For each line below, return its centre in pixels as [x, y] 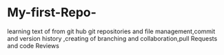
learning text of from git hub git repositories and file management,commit [111, 31]
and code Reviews [33, 45]
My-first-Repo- [52, 13]
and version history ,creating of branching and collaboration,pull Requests [112, 38]
